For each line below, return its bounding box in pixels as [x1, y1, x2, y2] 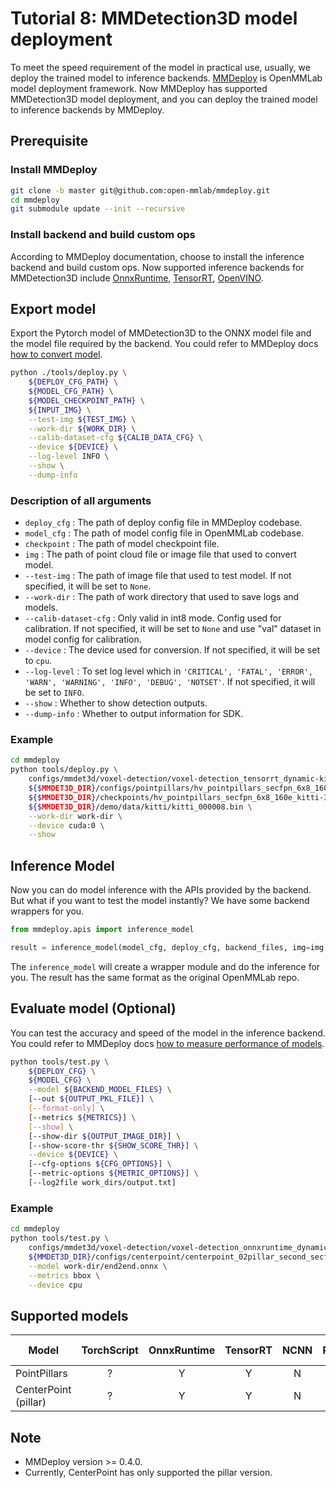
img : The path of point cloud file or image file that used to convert [24, 548, 297, 561]
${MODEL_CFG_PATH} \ [28, 387, 114, 397]
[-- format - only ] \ [28, 1103, 105, 1114]
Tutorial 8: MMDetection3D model [10, 7, 298, 30]
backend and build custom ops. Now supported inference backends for [10, 261, 305, 273]
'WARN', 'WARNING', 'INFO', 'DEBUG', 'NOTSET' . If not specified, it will [24, 676, 316, 688]
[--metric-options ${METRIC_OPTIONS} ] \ [28, 1168, 199, 1179]
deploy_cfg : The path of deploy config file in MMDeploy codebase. [24, 517, 303, 529]
